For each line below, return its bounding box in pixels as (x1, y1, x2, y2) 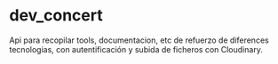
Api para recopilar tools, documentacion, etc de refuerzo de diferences (9, 35, 269, 45)
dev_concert (9, 5, 104, 26)
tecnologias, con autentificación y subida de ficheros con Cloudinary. (9, 44, 264, 54)
